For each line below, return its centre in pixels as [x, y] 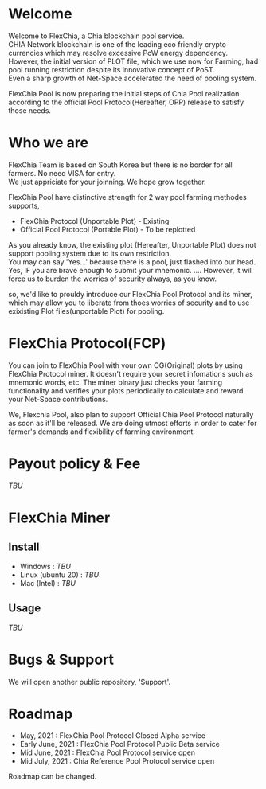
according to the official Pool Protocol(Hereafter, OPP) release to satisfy [126, 102]
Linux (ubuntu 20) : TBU [59, 575]
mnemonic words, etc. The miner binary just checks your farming [115, 382]
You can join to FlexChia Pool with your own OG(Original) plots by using [125, 365]
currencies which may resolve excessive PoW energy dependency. [118, 53]
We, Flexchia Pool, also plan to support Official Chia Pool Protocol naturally [131, 414]
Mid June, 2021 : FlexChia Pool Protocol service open [108, 752]
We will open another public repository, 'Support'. [90, 682]
